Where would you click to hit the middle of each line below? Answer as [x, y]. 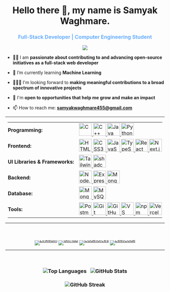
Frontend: [20, 146]
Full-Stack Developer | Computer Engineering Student [85, 37]
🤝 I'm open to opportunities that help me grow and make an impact [84, 98]
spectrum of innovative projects [47, 88]
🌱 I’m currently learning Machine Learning [57, 72]
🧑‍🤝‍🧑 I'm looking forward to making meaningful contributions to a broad [88, 83]
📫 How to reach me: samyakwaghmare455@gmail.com [72, 108]
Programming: [25, 130]
